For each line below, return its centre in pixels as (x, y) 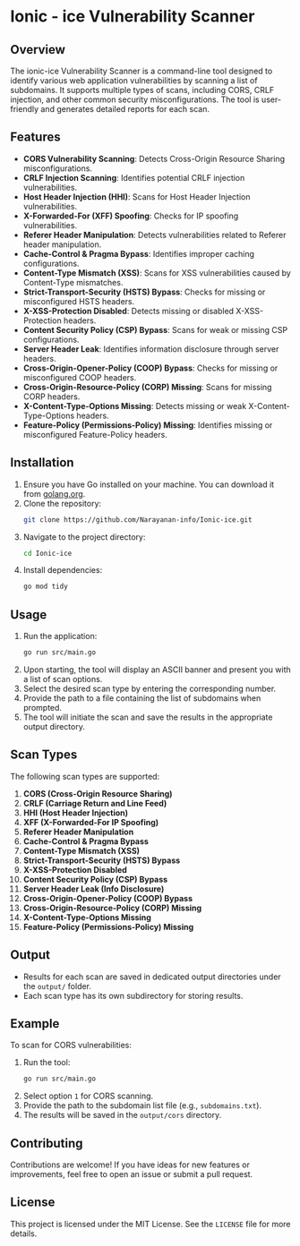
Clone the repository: (62, 503)
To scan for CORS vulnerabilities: (71, 1045)
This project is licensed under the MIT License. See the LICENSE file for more (150, 1224)
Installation (42, 463)
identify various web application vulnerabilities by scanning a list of (134, 81)
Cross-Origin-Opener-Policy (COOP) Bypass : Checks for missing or (150, 368)
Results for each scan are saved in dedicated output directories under (152, 977)
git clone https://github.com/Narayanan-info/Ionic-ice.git (137, 520)
